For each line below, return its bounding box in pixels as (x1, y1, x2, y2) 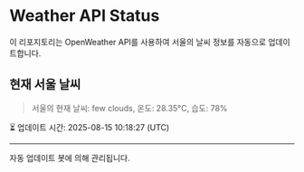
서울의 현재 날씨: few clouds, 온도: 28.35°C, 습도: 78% (31, 102, 228, 113)
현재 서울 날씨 (9, 77, 81, 92)
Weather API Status (9, 5, 160, 26)
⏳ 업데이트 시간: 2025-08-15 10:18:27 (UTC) (9, 121, 170, 132)
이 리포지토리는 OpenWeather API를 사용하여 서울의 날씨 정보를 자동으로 (9, 36, 267, 47)
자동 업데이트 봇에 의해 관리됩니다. (9, 152, 130, 163)
